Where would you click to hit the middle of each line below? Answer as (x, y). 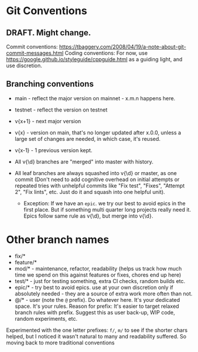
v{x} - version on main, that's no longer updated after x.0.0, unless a (98, 132)
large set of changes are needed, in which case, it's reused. (87, 139)
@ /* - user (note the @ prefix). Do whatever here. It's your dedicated (97, 300)
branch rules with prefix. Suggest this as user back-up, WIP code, (95, 312)
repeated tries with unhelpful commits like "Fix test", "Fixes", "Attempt (100, 185)
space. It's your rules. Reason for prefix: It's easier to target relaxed (97, 306)
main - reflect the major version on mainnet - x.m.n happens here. (95, 98)
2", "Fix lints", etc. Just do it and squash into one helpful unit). (90, 192)
